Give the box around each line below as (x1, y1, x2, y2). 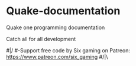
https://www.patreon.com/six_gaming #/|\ (6, 53, 108, 60)
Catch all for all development (6, 35, 76, 42)
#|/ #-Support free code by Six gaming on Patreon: (6, 46, 131, 54)
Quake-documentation (6, 4, 121, 18)
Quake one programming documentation (6, 24, 105, 31)
